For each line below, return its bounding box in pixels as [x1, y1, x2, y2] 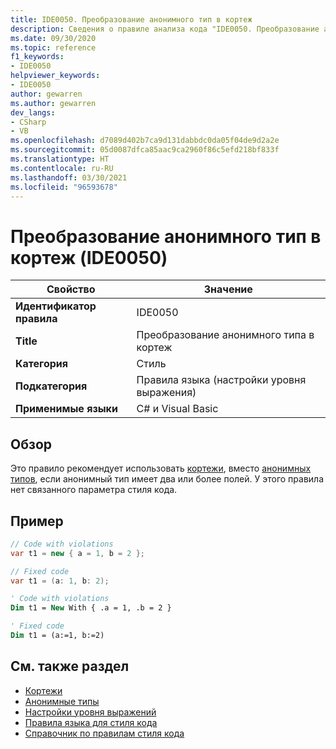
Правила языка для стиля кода [24, 716, 158, 728]
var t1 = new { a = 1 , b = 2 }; [10, 548, 145, 558]
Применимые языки [15, 402, 118, 416]
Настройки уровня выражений [24, 706, 157, 718]
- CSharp [10, 117, 47, 127]
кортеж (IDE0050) [10, 246, 168, 269]
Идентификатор [15, 299, 97, 313]
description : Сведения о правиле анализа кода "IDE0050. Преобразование [10, 24, 320, 34]
